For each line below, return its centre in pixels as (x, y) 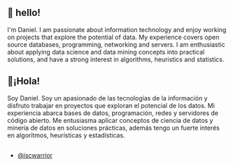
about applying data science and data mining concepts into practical (106, 52)
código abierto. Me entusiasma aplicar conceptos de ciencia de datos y (110, 120)
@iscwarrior (35, 156)
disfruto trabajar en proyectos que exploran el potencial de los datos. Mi (111, 105)
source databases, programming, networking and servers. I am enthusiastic (116, 44)
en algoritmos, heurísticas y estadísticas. (66, 135)
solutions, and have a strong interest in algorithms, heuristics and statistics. (116, 59)
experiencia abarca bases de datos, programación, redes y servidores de (113, 113)
